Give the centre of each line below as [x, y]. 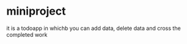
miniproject [36, 11]
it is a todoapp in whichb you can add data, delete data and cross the [93, 28]
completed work [27, 34]
